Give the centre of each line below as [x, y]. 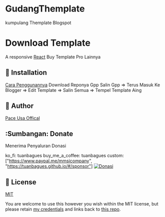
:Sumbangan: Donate [39, 134]
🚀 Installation [26, 73]
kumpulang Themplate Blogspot [38, 23]
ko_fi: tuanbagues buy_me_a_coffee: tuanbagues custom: [65, 156]
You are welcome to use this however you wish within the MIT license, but [82, 204]
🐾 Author [19, 106]
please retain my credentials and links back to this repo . [63, 209]
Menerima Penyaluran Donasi [36, 146]
